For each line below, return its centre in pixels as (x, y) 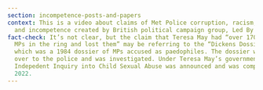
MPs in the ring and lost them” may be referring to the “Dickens (125, 45)
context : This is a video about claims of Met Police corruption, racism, (132, 23)
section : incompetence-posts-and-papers (75, 15)
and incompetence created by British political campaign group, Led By (134, 30)
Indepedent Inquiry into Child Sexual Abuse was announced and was (127, 67)
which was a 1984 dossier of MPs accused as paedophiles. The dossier (132, 52)
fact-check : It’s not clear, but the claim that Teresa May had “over (125, 37)
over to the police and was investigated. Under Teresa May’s (118, 59)
